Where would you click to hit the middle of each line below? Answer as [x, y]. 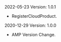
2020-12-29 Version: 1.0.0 [30, 25]
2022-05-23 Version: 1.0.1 [30, 7]
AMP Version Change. [34, 35]
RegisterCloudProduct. [34, 16]
